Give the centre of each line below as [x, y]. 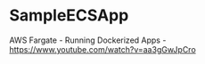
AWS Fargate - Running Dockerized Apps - [88, 40]
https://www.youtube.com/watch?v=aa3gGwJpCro [102, 49]
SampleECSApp [69, 16]
